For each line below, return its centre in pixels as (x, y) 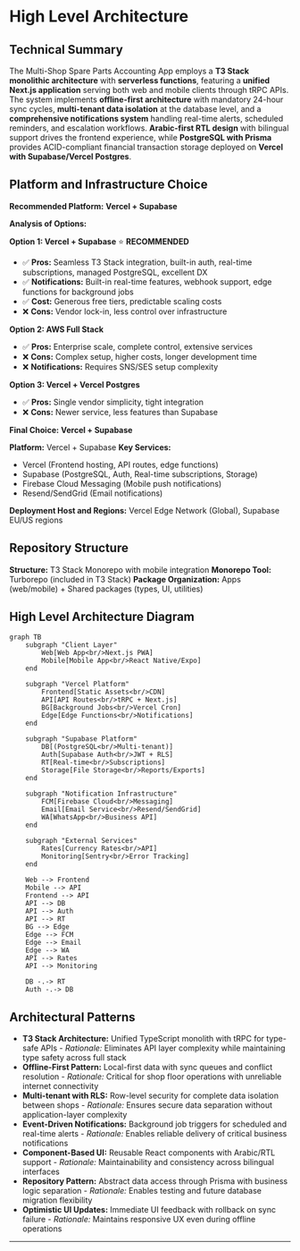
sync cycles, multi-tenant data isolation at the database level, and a (135, 109)
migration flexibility (57, 1200)
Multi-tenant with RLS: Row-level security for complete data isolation (150, 1096)
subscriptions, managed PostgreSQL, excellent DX (115, 272)
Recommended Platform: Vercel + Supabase (93, 206)
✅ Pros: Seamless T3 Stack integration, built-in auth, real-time (137, 262)
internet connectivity (60, 1086)
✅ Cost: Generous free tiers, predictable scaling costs (122, 301)
